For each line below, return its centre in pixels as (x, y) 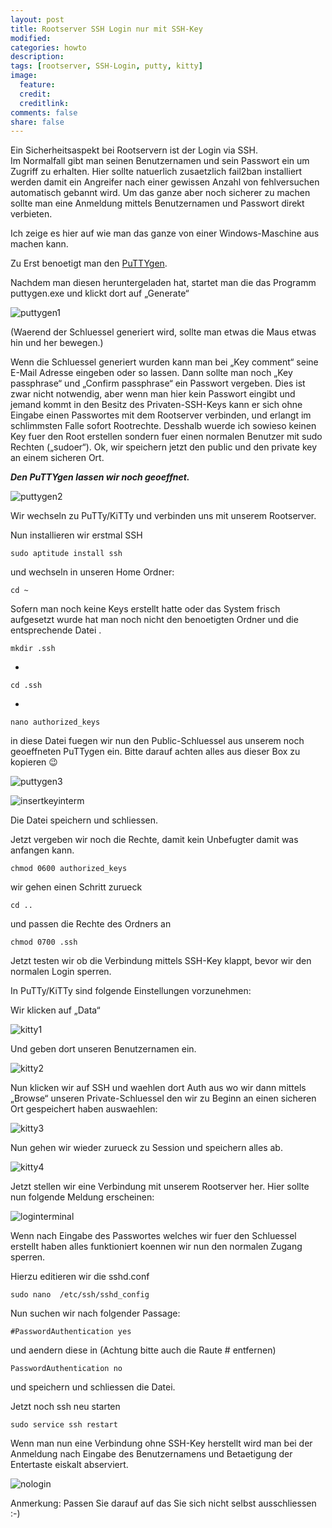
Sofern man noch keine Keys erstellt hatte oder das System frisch (145, 609)
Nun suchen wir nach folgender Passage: (95, 1313)
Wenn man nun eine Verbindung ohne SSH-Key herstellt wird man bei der (161, 1443)
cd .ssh (26, 686)
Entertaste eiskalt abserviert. (69, 1465)
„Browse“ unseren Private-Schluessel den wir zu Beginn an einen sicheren (163, 1098)
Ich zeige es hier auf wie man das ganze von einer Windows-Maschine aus (165, 233)
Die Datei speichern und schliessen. (84, 820)
